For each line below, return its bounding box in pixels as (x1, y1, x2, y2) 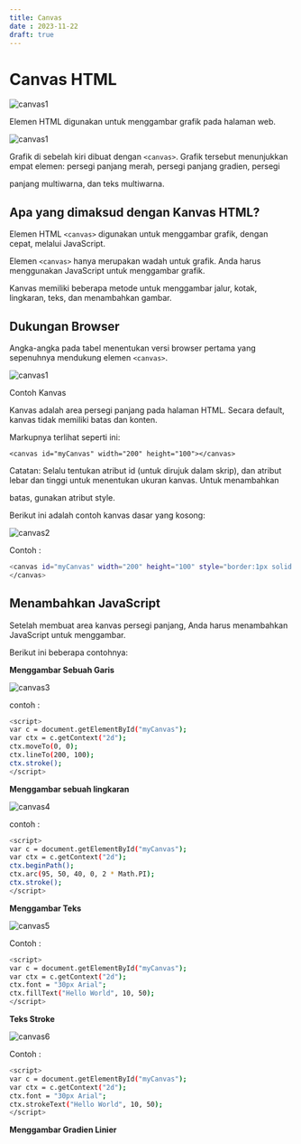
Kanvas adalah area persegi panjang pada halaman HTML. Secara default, (9, 404, 286, 416)
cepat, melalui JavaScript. (9, 239, 106, 249)
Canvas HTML (9, 69, 117, 89)
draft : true (9, 30, 54, 39)
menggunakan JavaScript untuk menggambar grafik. (9, 266, 205, 277)
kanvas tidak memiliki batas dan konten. (9, 414, 158, 425)
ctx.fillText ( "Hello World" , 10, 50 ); (9, 989, 155, 999)
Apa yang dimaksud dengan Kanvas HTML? (9, 204, 260, 220)
